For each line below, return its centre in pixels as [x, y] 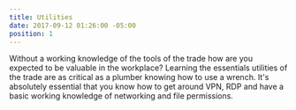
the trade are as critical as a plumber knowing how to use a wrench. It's [139, 77]
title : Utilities [41, 17]
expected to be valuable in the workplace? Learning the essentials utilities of [148, 68]
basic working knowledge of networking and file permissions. [121, 96]
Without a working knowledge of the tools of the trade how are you [131, 59]
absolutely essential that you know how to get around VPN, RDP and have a [147, 87]
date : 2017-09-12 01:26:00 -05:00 [73, 26]
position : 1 [31, 33]
